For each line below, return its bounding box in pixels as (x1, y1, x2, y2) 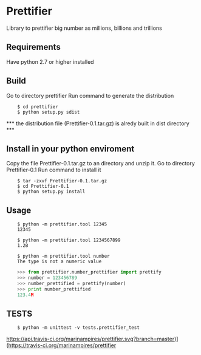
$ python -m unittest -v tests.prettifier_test (17, 325, 140, 331)
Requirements (6, 42, 61, 52)
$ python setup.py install (17, 188, 86, 195)
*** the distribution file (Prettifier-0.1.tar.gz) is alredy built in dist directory (6, 120, 189, 127)
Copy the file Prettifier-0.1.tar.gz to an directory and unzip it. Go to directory (6, 160, 196, 167)
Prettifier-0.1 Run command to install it (6, 166, 101, 174)
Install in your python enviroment (6, 143, 135, 154)
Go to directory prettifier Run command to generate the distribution (6, 92, 174, 99)
